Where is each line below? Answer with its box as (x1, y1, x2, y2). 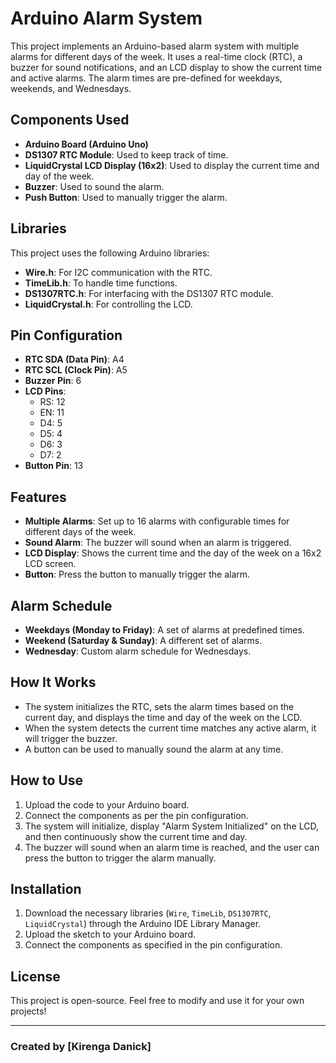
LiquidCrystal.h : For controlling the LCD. (24, 298, 193, 310)
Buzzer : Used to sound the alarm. (24, 180, 165, 192)
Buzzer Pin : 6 (24, 375, 82, 387)
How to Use (10, 772, 84, 789)
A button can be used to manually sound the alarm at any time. (24, 743, 284, 755)
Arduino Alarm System (10, 7, 203, 30)
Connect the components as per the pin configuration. (24, 809, 249, 821)
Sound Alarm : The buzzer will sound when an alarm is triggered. (24, 537, 292, 549)
